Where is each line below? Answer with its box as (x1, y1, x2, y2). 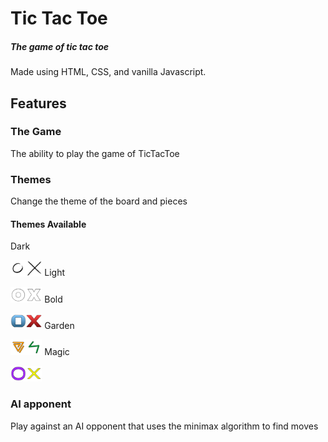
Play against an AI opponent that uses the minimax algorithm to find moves (10, 420, 319, 432)
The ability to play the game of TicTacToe (10, 147, 180, 159)
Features (10, 95, 67, 112)
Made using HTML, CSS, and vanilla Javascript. (10, 66, 207, 78)
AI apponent (10, 397, 72, 411)
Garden (44, 319, 75, 331)
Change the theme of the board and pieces (10, 195, 188, 207)
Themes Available (10, 218, 87, 230)
